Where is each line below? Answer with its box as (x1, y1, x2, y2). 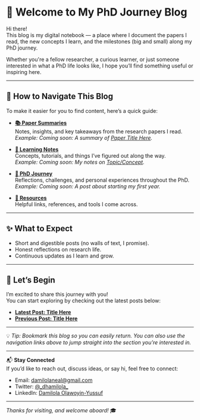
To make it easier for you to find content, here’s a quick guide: (6, 107, 158, 114)
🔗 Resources (14, 194, 47, 201)
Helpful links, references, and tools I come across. (14, 200, 138, 208)
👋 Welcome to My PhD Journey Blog (6, 5, 187, 19)
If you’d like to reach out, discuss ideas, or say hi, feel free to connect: (6, 365, 179, 372)
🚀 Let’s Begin (6, 275, 55, 285)
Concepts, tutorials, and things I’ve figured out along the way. (14, 152, 166, 159)
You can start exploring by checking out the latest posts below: (6, 297, 161, 304)
